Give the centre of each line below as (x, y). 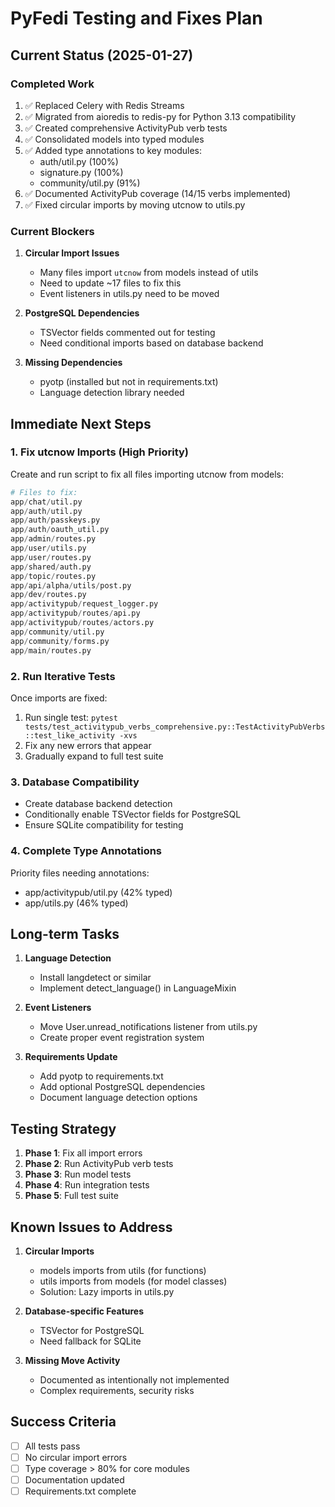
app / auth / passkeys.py (55, 520)
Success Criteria (63, 1422)
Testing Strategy (63, 1128)
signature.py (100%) (81, 172)
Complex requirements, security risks (117, 1390)
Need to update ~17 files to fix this (110, 283)
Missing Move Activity (72, 1360)
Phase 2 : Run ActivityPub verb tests (99, 1164)
